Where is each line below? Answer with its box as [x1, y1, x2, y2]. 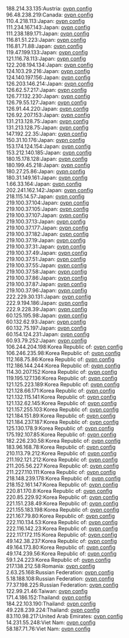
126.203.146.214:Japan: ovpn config [6, 80, 94, 87]
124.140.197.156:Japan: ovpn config [6, 74, 91, 81]
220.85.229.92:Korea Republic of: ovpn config [6, 494, 119, 501]
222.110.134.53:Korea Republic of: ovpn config [6, 519, 118, 525]
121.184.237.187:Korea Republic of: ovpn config [6, 419, 119, 425]
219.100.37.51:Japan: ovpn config [6, 256, 86, 262]
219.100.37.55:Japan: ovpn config [6, 262, 87, 269]
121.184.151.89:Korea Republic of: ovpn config [6, 412, 116, 419]
